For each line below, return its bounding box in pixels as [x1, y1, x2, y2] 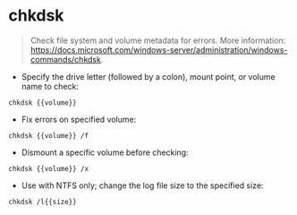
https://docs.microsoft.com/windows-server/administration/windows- [30, 44, 288, 55]
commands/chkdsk [30, 54, 102, 64]
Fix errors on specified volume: [21, 114, 137, 125]
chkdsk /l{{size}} [8, 197, 77, 206]
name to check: [21, 81, 80, 91]
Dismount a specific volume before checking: [21, 147, 189, 158]
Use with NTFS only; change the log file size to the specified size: [21, 180, 265, 191]
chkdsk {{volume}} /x [8, 164, 89, 173]
